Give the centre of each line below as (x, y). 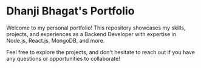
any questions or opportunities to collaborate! (63, 58)
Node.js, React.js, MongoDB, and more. (56, 40)
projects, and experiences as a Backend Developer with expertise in (91, 34)
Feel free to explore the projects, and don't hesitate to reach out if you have (101, 52)
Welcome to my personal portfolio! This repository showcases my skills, (96, 28)
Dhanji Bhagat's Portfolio (70, 11)
